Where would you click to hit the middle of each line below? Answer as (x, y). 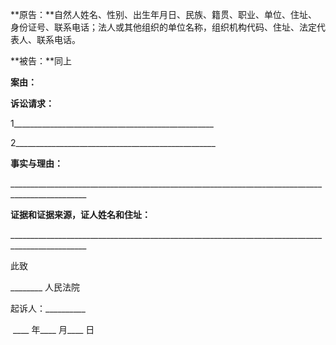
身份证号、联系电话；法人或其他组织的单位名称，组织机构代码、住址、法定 (163, 27)
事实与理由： (36, 163)
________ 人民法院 (45, 287)
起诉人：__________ (48, 308)
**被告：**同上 (41, 61)
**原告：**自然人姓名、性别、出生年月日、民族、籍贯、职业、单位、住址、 (164, 14)
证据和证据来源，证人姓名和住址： (80, 214)
